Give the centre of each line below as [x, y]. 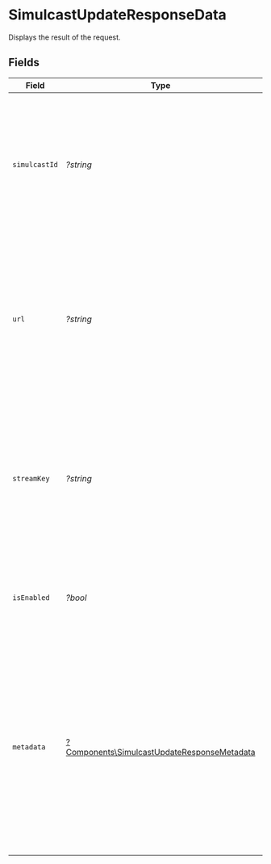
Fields [24, 63]
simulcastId [35, 164]
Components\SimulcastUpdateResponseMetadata [161, 752]
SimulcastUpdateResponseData [118, 15]
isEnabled [31, 598]
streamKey [31, 478]
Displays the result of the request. [65, 37]
